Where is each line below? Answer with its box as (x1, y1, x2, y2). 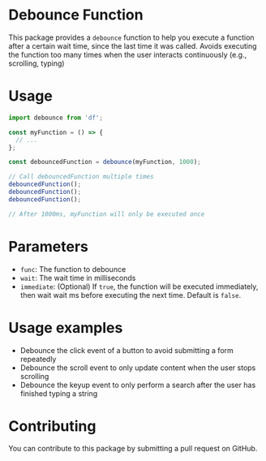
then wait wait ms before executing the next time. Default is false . (19, 290, 242, 299)
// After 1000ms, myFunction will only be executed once (8, 209, 205, 218)
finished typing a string (19, 388, 98, 399)
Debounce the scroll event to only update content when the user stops (19, 363, 256, 373)
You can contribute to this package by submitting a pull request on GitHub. (8, 444, 258, 454)
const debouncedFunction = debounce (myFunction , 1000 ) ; (8, 158, 201, 166)
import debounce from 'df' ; (8, 114, 104, 122)
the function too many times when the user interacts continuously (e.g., (8, 50, 247, 59)
